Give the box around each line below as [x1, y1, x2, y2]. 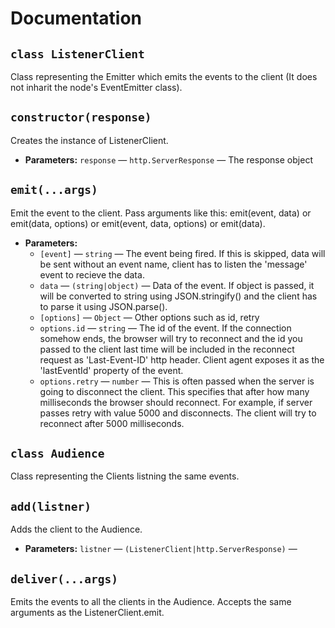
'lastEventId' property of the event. [39, 364, 184, 376]
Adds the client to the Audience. [10, 523, 143, 536]
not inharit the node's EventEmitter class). [10, 82, 183, 93]
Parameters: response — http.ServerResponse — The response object [24, 153, 313, 166]
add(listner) [10, 499, 92, 514]
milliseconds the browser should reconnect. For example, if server [39, 396, 313, 408]
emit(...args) [10, 183, 98, 197]
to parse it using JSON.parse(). [39, 300, 168, 312]
